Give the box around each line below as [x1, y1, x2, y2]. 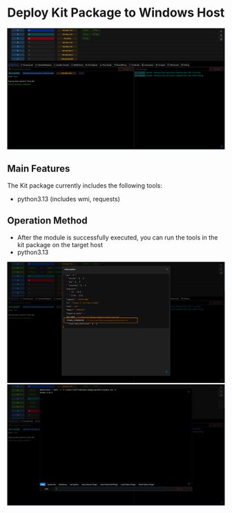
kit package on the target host [17, 240, 104, 249]
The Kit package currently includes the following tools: [7, 181, 162, 190]
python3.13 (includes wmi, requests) [17, 195, 121, 203]
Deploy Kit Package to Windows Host [7, 5, 225, 21]
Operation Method [7, 215, 88, 226]
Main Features [7, 163, 70, 174]
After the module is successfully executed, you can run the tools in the [17, 233, 218, 242]
